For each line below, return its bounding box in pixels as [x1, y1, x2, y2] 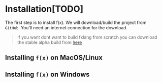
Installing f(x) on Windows [5, 70, 90, 79]
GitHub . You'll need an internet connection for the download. [5, 24, 128, 30]
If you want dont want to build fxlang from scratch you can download [17, 34, 158, 40]
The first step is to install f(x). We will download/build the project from [5, 20, 147, 25]
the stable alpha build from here [17, 39, 82, 45]
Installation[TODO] [5, 3, 84, 15]
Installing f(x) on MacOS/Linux [5, 54, 103, 62]
